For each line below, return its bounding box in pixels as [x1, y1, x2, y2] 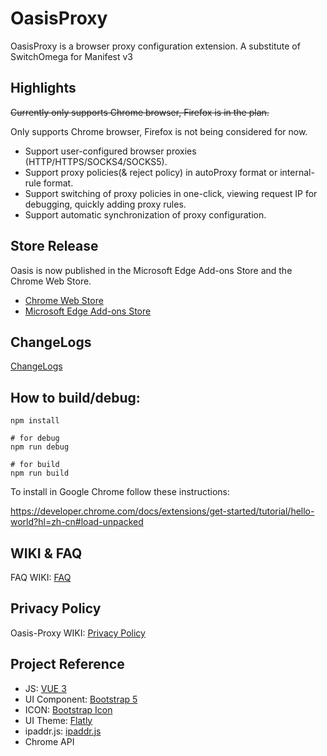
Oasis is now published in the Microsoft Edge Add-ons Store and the [10, 264, 293, 276]
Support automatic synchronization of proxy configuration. [24, 208, 267, 221]
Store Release [10, 238, 99, 255]
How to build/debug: [10, 389, 141, 406]
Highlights [10, 80, 77, 97]
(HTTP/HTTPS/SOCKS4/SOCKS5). [24, 155, 168, 167]
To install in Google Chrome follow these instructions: [10, 486, 230, 498]
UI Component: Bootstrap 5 [24, 693, 138, 705]
